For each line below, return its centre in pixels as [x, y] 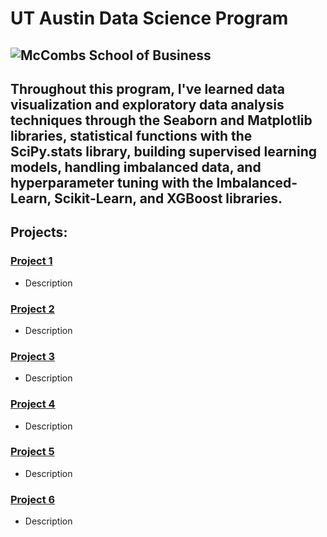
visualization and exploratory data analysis [147, 104]
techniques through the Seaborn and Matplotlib [161, 120]
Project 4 [33, 404]
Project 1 [31, 261]
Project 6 [33, 499]
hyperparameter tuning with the [112, 182]
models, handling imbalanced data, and [136, 167]
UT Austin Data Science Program [149, 18]
